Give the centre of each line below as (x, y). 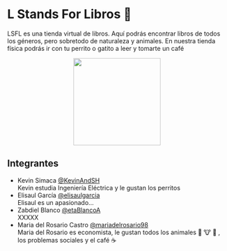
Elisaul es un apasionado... (55, 202)
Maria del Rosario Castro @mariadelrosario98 (83, 225)
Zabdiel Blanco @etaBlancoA (59, 210)
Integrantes (33, 163)
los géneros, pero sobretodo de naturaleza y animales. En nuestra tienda (111, 40)
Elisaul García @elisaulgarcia (58, 195)
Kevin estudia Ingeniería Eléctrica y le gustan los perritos (99, 188)
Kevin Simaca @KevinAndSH (58, 180)
